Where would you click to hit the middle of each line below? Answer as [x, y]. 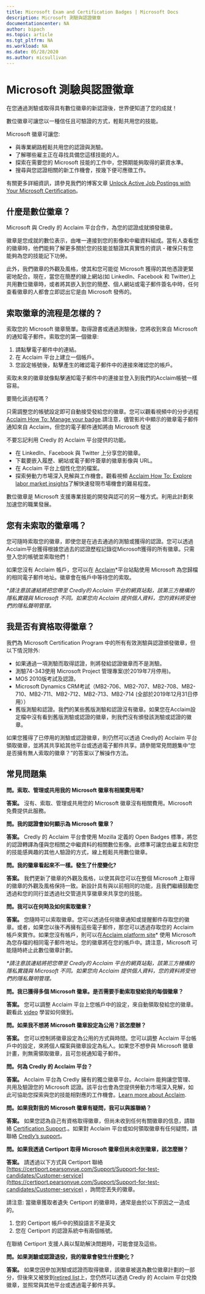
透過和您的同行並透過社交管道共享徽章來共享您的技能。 [76, 893]
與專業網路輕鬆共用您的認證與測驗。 [61, 147]
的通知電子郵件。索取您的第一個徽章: [53, 337]
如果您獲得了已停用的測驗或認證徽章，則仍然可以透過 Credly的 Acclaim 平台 [102, 737]
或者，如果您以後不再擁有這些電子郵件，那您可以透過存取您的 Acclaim [105, 927]
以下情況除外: [23, 650]
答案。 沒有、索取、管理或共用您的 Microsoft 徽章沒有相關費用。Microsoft [99, 803]
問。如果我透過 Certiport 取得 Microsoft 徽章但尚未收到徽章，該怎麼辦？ [97, 1149]
